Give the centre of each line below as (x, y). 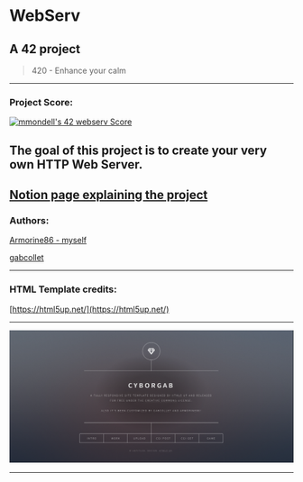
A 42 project (45, 49)
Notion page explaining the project (109, 195)
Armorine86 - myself (48, 241)
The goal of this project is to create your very (138, 150)
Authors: (29, 220)
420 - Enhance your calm (78, 70)
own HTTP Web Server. (76, 164)
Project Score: (41, 102)
